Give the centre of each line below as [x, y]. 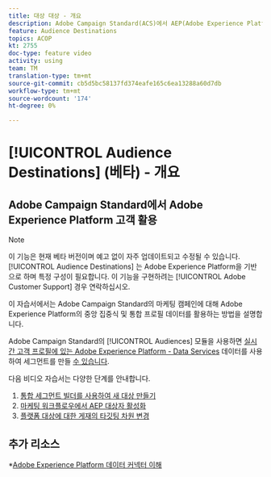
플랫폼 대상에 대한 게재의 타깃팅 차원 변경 [85, 416]
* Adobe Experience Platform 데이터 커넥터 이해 [85, 464]
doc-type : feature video [50, 53]
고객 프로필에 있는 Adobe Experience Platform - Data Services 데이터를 [132, 351]
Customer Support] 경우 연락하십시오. [69, 287]
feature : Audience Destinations [63, 31]
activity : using [35, 61]
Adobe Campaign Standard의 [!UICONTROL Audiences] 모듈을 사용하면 [125, 341]
